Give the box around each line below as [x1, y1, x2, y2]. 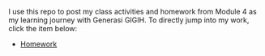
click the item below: [8, 24, 78, 33]
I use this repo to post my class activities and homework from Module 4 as [8, 7, 257, 16]
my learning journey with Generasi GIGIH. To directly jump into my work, [8, 15, 250, 25]
